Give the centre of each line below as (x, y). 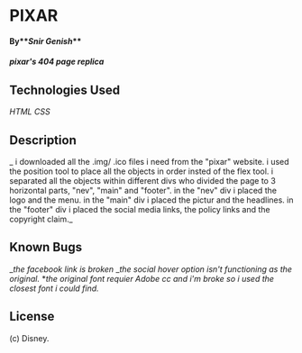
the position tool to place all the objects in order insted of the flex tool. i (141, 171)
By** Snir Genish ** (46, 41)
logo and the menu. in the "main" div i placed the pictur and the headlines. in (151, 200)
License (32, 317)
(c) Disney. (29, 338)
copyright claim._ (41, 219)
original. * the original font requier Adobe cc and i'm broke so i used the (142, 278)
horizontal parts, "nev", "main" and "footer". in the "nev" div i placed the (143, 190)
